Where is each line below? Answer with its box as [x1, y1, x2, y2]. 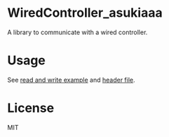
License [7, 100, 55, 116]
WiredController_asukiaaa [7, 5, 163, 21]
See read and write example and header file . [7, 75, 135, 84]
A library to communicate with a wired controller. [7, 28, 148, 36]
